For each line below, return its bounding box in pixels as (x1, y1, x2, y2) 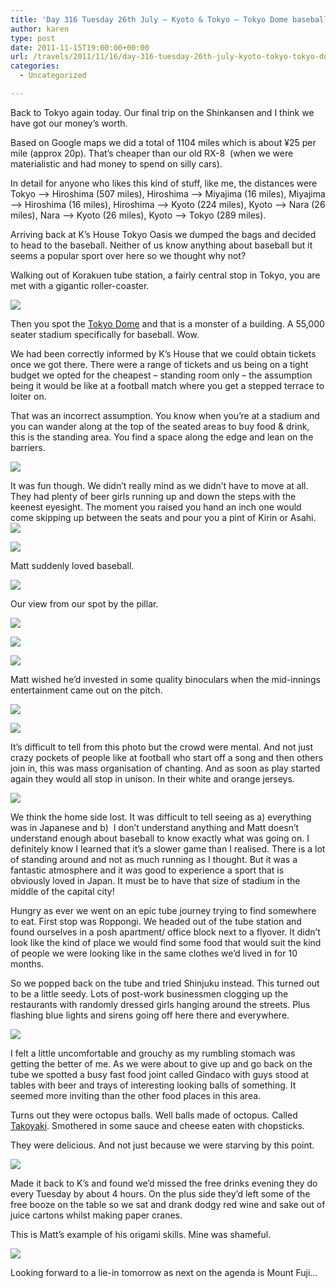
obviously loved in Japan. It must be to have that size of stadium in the (10, 874, 301, 886)
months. (10, 957, 45, 970)
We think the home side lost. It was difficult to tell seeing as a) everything (10, 811, 312, 823)
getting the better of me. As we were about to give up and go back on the (10, 1057, 313, 1070)
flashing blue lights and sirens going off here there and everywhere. (10, 1009, 290, 1021)
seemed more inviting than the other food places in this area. (10, 1089, 262, 1101)
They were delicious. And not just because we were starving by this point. (10, 1139, 315, 1151)
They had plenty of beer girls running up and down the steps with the (10, 490, 297, 502)
